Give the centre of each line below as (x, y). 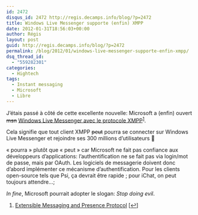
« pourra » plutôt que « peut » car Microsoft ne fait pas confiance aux (92, 150)
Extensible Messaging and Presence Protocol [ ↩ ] (76, 205)
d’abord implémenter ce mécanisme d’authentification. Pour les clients (93, 169)
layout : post (22, 40)
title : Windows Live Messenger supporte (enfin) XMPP (75, 23)
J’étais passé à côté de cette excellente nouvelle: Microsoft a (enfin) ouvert (99, 113)
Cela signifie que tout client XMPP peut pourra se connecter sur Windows (97, 132)
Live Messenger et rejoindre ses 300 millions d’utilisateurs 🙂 (80, 139)
